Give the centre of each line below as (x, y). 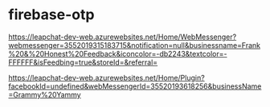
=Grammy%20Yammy (45, 94)
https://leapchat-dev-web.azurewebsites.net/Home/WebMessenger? (123, 37)
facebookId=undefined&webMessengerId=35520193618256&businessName (135, 86)
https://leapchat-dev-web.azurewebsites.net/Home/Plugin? (106, 77)
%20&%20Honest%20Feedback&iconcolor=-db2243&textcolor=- (118, 53)
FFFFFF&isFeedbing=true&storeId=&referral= (83, 62)
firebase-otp (51, 15)
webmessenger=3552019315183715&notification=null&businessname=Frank (135, 45)
